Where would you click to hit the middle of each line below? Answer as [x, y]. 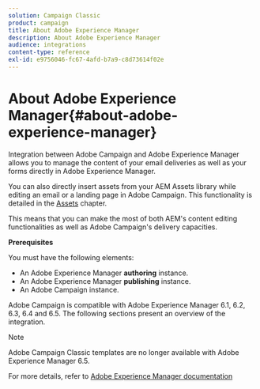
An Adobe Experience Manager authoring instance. [104, 273]
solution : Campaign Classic [55, 15]
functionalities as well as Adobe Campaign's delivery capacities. [113, 227]
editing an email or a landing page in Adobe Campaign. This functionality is [130, 194]
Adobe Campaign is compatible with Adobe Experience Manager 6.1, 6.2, [127, 304]
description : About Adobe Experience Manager [84, 38]
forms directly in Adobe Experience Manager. [82, 171]
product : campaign [38, 23]
